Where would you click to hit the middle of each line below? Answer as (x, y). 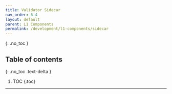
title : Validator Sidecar (33, 10)
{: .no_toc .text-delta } (28, 71)
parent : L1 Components (29, 24)
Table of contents (34, 59)
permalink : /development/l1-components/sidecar (57, 29)
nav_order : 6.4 (21, 15)
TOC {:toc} (24, 81)
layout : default (23, 19)
